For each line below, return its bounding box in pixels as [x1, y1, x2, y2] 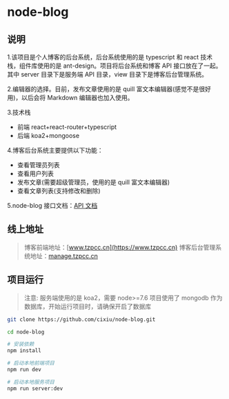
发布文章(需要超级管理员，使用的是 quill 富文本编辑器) [17, 178, 170, 186]
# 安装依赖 [7, 341, 34, 348]
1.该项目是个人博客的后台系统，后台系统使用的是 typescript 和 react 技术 [7, 53, 213, 61]
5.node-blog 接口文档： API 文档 [7, 202, 98, 209]
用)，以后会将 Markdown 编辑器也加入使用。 [7, 94, 134, 101]
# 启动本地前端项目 [7, 360, 55, 367]
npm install [7, 347, 41, 354]
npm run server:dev [7, 385, 63, 392]
